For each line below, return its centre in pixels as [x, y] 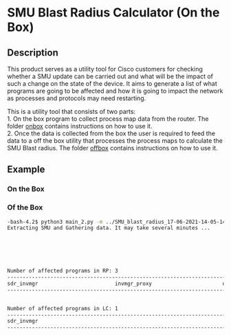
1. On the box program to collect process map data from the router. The [108, 119]
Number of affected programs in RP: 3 [63, 271]
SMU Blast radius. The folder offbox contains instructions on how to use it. [112, 148]
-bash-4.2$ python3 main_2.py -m [55, 222]
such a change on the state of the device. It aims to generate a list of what [112, 83]
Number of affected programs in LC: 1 [63, 308]
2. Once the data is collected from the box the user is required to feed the [111, 133]
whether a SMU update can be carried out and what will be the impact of [110, 76]
